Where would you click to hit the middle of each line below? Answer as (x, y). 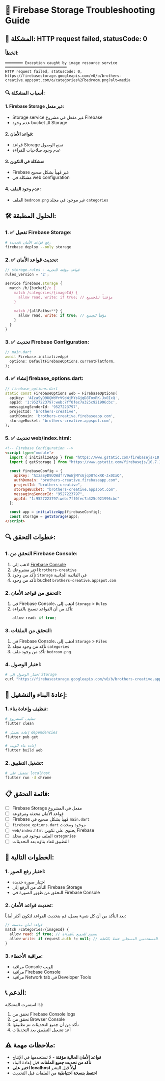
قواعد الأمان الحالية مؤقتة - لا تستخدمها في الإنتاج (57, 1057)
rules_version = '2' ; (27, 275)
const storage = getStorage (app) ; (45, 517)
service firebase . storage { (34, 284)
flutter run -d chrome (28, 778)
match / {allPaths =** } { (38, 311)
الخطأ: (12, 53)
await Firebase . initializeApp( (37, 357)
